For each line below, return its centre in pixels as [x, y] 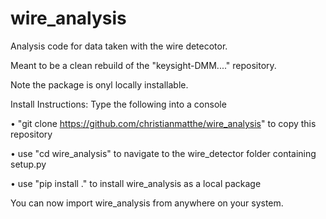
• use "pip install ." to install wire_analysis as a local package [136, 183]
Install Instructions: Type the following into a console [118, 104]
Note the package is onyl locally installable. [99, 84]
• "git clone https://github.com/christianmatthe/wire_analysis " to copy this [163, 123]
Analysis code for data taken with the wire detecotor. [119, 46]
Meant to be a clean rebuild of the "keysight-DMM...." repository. [143, 65]
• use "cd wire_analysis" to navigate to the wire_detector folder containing [163, 153]
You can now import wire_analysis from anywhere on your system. [147, 203]
